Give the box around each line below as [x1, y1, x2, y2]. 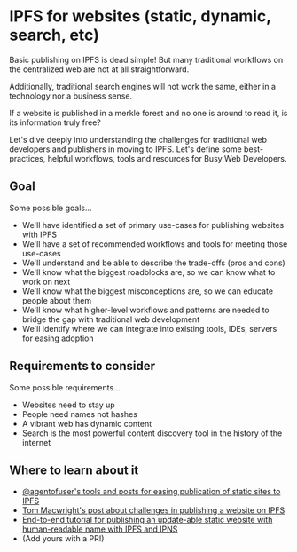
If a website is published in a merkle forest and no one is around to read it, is [9, 107, 288, 118]
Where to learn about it [9, 462, 139, 477]
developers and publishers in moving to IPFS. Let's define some [9, 144, 242, 154]
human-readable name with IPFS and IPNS [21, 524, 178, 534]
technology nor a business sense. [9, 91, 133, 101]
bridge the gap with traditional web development [21, 313, 200, 325]
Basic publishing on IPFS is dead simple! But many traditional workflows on [9, 54, 284, 65]
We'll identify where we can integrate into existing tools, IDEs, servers [21, 323, 277, 334]
